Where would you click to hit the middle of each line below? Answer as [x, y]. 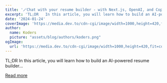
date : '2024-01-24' [25, 19]
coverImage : [17, 23]
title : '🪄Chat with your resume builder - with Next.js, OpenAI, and [80, 10]
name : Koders [23, 33]
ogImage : [14, 42]
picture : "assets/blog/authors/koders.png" [55, 38]
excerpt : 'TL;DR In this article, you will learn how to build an [78, 14]
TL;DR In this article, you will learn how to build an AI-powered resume [77, 60]
